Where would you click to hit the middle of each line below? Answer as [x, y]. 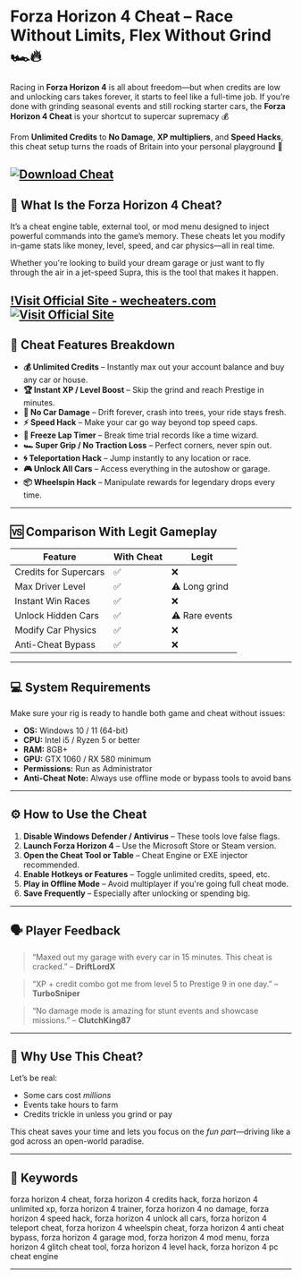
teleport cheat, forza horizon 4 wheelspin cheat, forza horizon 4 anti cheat [147, 1228]
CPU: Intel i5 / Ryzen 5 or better [82, 739]
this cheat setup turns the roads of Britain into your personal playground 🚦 [146, 146]
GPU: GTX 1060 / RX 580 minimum [87, 759]
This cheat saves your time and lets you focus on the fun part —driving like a [150, 1132]
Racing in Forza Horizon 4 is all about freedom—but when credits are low [145, 87]
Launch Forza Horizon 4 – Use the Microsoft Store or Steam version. [150, 845]
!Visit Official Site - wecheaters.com [113, 300]
